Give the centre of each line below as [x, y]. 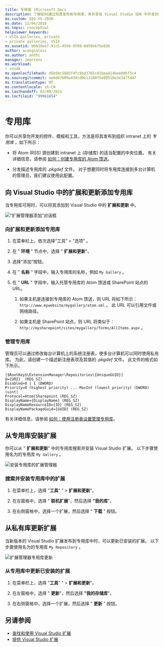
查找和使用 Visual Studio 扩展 [41, 633]
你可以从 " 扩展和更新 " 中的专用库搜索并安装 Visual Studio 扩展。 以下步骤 [79, 448]
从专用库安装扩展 [31, 435]
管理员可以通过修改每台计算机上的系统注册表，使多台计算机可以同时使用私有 [82, 353]
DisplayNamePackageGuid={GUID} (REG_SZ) [47, 409]
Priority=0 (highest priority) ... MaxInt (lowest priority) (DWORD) [77, 388]
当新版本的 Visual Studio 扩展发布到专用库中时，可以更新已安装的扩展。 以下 [82, 541]
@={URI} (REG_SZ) [24, 379]
